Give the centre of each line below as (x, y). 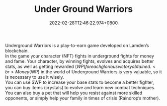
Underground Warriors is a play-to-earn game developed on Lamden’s (77, 45)
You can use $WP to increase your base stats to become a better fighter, (80, 82)
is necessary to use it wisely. (35, 77)
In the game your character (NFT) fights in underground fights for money (80, 56)
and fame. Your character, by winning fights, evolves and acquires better (80, 61)
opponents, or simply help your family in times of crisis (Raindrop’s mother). (83, 98)
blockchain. (17, 51)
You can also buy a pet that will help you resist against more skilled (74, 93)
